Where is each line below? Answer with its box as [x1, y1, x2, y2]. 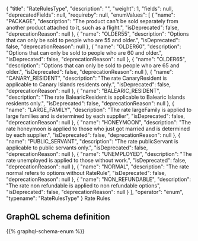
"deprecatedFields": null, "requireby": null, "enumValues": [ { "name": [6, 11, 175, 18]
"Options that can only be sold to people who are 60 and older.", [6, 49, 163, 56]
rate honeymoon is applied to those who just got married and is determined [6, 125, 190, 132]
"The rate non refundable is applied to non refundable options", [6, 182, 161, 189]
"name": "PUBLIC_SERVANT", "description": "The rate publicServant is [6, 138, 179, 145]
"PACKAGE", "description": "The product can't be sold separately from [6, 18, 179, 24]
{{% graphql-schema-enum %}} [6, 227, 85, 234]
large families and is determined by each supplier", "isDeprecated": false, [6, 112, 186, 120]
